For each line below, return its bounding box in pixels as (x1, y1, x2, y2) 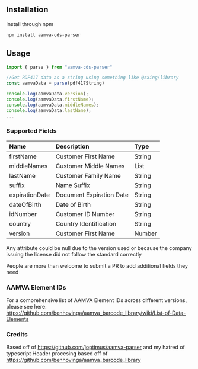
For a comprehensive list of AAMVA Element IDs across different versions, (6, 297, 187, 304)
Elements (6, 316, 29, 323)
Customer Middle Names (55, 162, 125, 170)
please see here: (6, 303, 47, 310)
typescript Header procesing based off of (6, 350, 108, 357)
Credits (6, 331, 28, 339)
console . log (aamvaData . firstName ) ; (6, 97, 94, 102)
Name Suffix (55, 181, 90, 189)
